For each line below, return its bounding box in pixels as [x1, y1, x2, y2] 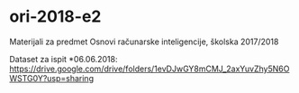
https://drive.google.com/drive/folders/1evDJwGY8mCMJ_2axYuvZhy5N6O [9, 63, 290, 74]
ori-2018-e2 [9, 6, 102, 27]
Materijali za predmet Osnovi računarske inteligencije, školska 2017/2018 [9, 36, 279, 47]
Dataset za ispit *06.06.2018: [9, 53, 118, 64]
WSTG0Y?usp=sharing [9, 72, 95, 83]
